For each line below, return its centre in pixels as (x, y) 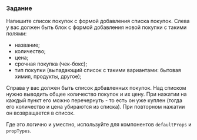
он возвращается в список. (41, 113)
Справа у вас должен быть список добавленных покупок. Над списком (96, 88)
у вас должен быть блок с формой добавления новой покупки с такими (96, 27)
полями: (16, 34)
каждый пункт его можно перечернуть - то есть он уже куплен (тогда (94, 100)
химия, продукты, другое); (48, 76)
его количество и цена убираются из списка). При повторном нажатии (96, 107)
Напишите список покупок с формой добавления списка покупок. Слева (98, 21)
